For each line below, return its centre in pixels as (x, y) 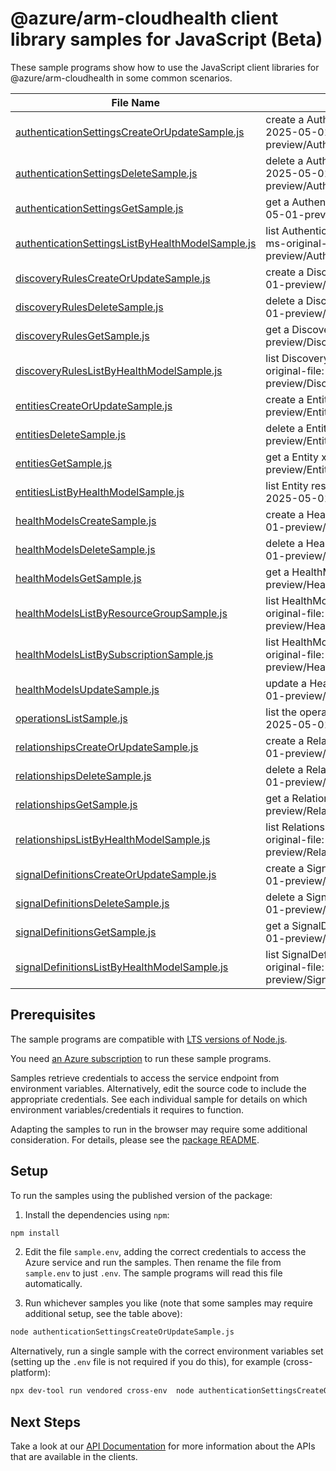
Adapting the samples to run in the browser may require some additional (159, 1129)
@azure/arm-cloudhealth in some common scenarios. (121, 78)
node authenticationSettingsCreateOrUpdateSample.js (122, 1332)
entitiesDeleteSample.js (71, 434)
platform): (31, 1373)
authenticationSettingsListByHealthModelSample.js (136, 243)
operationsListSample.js (71, 718)
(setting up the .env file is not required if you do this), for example (145, 1362)
